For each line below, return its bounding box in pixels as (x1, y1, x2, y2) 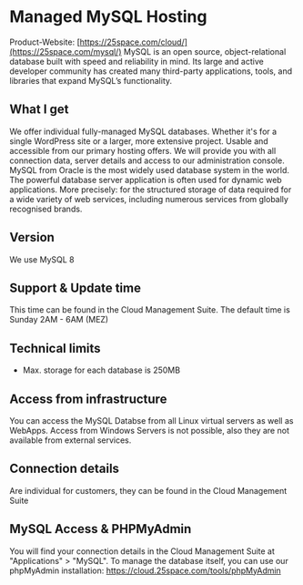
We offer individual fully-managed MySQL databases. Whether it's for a (9, 126, 278, 137)
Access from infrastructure (9, 391, 167, 406)
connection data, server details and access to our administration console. (9, 155, 285, 166)
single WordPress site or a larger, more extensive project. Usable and (9, 135, 268, 147)
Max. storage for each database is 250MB (22, 364, 180, 375)
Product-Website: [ (9, 36, 80, 47)
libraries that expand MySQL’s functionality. (9, 75, 173, 86)
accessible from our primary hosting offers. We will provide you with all (9, 145, 277, 156)
